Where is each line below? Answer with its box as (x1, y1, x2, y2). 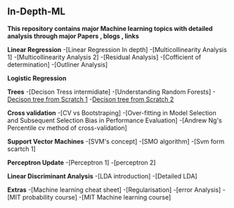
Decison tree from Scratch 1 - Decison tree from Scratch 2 (7, 95, 174, 103)
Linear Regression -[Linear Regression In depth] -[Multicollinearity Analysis (7, 45, 227, 53)
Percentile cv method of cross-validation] (7, 123, 128, 132)
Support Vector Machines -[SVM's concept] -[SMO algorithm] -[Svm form (7, 137, 225, 145)
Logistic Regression (7, 74, 67, 82)
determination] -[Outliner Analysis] (7, 60, 108, 69)
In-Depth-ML (7, 6, 65, 18)
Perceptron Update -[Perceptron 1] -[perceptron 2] (7, 158, 156, 167)
